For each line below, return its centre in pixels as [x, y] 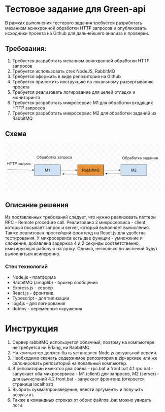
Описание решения [37, 205]
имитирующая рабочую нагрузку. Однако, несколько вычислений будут [81, 248]
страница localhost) [33, 384]
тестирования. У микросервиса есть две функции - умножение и [74, 238]
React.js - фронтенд [33, 293]
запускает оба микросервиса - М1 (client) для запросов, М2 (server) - [86, 374]
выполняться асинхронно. [33, 254]
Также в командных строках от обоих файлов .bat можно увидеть [82, 400]
